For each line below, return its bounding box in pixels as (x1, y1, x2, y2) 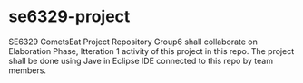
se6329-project (8, 6, 131, 27)
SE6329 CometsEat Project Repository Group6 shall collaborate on (8, 36, 258, 47)
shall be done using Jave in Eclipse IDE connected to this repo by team (8, 55, 274, 66)
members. (8, 65, 47, 76)
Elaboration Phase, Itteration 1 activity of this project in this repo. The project (8, 45, 295, 56)
